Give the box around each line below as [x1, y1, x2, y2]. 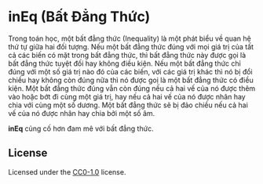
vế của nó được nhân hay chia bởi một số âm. [8, 108, 155, 117]
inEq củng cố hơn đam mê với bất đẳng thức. [8, 124, 155, 133]
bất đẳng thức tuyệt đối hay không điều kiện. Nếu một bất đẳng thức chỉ [8, 59, 241, 68]
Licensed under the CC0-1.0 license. [8, 167, 126, 176]
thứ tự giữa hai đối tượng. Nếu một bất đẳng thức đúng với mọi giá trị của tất [8, 41, 254, 51]
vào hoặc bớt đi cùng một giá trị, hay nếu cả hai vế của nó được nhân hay [8, 92, 246, 101]
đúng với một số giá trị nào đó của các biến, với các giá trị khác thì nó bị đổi [8, 67, 253, 76]
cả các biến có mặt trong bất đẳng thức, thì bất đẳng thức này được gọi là [8, 50, 247, 60]
